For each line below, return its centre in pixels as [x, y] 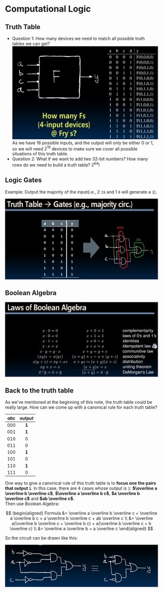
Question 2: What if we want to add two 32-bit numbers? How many [80, 159]
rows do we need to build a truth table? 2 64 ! [56, 164]
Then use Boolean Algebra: [32, 504]
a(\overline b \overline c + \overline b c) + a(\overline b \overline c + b [81, 524]
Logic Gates [24, 180]
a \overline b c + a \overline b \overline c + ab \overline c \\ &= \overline [81, 518]
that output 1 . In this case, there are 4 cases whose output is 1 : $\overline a [81, 488]
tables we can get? [31, 44]
